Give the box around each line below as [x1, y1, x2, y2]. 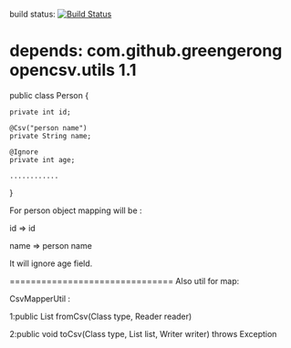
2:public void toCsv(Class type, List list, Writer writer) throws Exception [9, 328, 277, 339]
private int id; [9, 107, 71, 117]
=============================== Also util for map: [9, 275, 240, 286]
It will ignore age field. [9, 258, 93, 269]
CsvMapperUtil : [9, 292, 71, 304]
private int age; [9, 155, 76, 164]
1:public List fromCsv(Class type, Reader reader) [9, 311, 192, 322]
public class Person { [9, 89, 89, 100]
